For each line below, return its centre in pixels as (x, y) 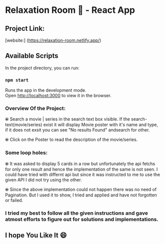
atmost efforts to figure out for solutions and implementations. (82, 219)
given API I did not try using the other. (44, 180)
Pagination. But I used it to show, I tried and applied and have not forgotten (81, 195)
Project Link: (25, 29)
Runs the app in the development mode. (46, 90)
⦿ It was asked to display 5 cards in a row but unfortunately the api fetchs (80, 164)
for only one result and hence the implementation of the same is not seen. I (82, 169)
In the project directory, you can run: (42, 68)
